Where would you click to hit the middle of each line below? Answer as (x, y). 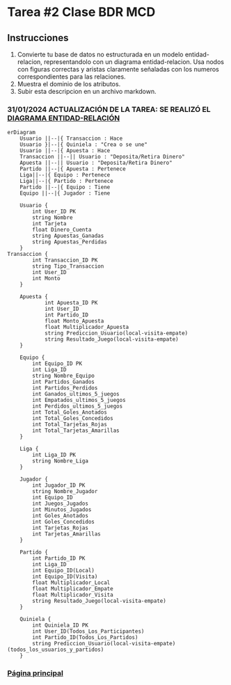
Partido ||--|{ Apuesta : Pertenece (73, 169)
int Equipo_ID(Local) (64, 571)
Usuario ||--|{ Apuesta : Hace (65, 151)
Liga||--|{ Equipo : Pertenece (65, 175)
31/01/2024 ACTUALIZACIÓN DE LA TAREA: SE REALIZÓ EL (109, 109)
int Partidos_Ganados (64, 382)
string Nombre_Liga (61, 461)
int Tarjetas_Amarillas (66, 534)
